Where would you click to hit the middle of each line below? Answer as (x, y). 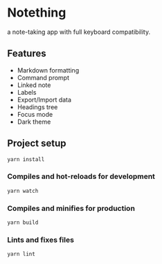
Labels (27, 92)
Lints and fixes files (41, 240)
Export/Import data (44, 100)
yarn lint (21, 254)
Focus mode (35, 114)
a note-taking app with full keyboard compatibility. (79, 32)
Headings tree (37, 107)
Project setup (37, 143)
